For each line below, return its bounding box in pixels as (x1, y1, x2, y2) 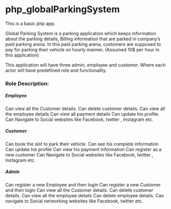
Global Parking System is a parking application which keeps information (5, 30, 157, 36)
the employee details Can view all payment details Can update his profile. (5, 111, 160, 117)
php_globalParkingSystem (5, 4, 120, 15)
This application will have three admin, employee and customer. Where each (5, 62, 166, 68)
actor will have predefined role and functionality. (5, 67, 107, 73)
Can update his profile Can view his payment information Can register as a (5, 146, 162, 152)
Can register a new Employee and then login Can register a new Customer (5, 181, 161, 188)
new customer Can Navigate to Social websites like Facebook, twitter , (5, 151, 154, 158)
